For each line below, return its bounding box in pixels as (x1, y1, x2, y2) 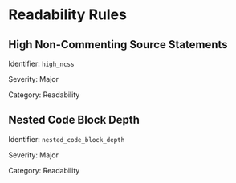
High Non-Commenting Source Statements (8, 38, 228, 51)
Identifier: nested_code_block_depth (8, 134, 125, 144)
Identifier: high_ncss (8, 59, 75, 68)
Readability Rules (8, 6, 127, 24)
